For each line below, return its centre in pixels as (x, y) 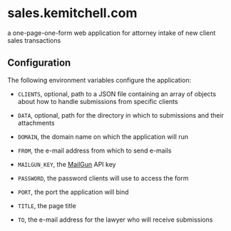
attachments (36, 123)
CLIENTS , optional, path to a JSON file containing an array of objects (117, 93)
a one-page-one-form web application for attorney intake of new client (112, 33)
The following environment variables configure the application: (99, 80)
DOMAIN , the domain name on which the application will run (103, 136)
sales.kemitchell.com (72, 13)
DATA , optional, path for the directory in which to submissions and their (121, 115)
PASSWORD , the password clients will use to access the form (103, 178)
